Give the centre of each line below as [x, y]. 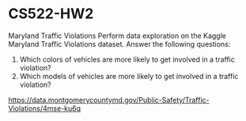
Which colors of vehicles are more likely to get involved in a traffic [127, 59]
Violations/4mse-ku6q [45, 108]
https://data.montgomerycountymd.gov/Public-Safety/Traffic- [109, 100]
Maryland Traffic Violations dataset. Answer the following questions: [119, 43]
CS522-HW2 [51, 14]
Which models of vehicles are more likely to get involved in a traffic [129, 76]
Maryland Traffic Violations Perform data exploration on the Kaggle [117, 36]
